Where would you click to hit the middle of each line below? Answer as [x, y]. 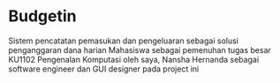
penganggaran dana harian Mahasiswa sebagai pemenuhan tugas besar [140, 49]
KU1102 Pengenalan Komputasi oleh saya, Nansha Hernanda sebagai [134, 59]
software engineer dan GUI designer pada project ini [104, 69]
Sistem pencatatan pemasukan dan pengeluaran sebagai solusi [124, 41]
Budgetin [42, 16]
